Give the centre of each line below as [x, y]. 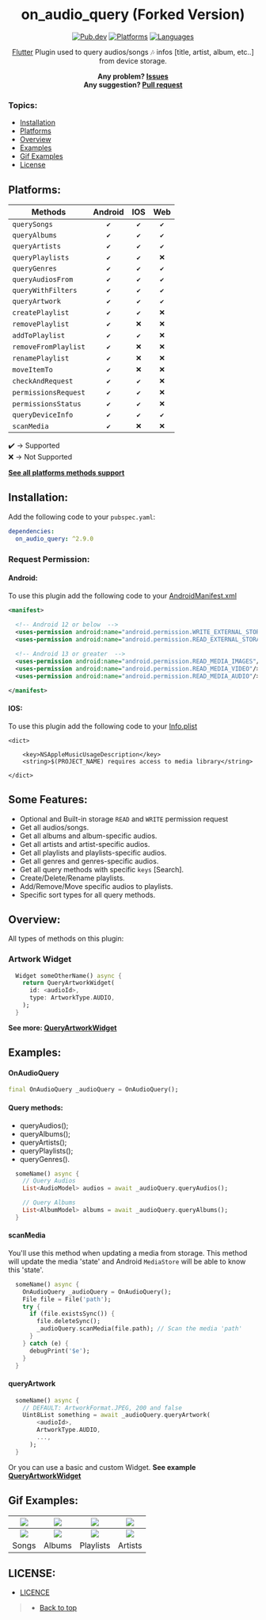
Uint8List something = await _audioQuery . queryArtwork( [117, 1415]
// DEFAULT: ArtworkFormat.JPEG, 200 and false [102, 1408]
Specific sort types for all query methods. [87, 895]
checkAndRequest [43, 381]
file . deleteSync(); [69, 1322]
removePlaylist [41, 324]
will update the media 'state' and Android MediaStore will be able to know [127, 1261]
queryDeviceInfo [43, 415]
